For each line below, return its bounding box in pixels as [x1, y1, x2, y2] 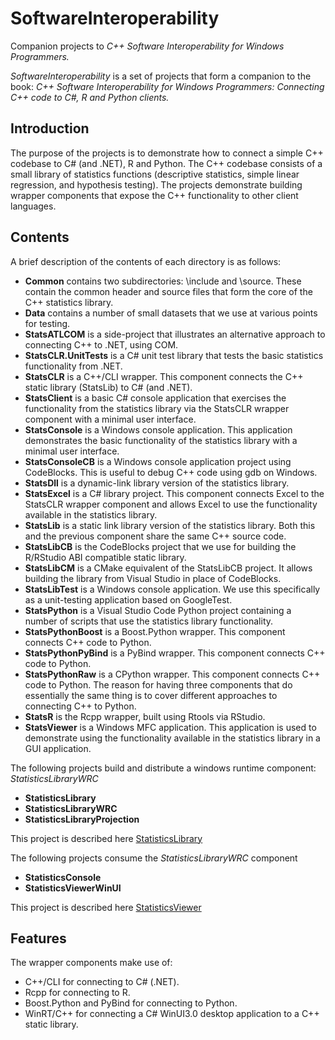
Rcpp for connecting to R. [24, 987, 131, 999]
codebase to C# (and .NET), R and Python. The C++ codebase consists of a [10, 157, 323, 169]
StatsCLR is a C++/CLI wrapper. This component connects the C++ [24, 370, 304, 382]
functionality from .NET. [24, 360, 123, 372]
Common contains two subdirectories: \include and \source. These [24, 275, 302, 287]
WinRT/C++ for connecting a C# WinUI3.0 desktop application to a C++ [24, 1008, 320, 1020]
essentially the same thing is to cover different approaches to [24, 689, 278, 701]
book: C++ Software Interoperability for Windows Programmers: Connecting [10, 80, 325, 92]
